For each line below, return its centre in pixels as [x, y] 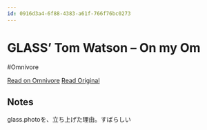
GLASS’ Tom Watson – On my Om [104, 47]
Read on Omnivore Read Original [53, 80]
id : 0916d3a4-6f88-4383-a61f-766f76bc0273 [69, 13]
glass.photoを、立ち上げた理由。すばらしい [69, 120]
